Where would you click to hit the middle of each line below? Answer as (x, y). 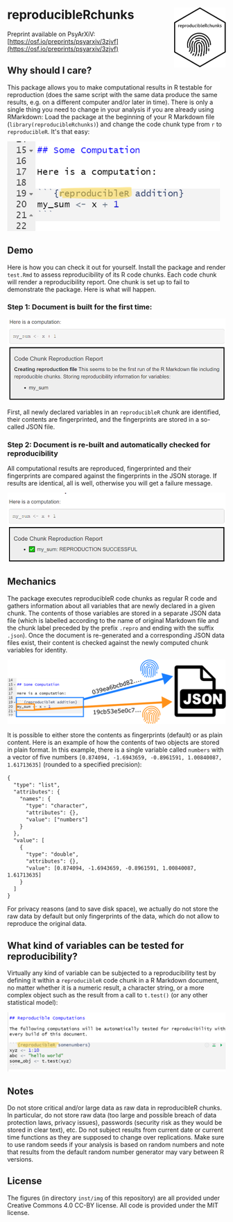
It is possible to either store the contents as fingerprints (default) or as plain (115, 735)
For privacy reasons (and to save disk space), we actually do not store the (113, 909)
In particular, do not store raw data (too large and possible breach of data (112, 1115)
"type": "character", (57, 806)
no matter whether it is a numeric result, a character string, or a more (106, 988)
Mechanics (32, 582)
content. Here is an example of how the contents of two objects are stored (113, 743)
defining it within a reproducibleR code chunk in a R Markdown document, (113, 981)
